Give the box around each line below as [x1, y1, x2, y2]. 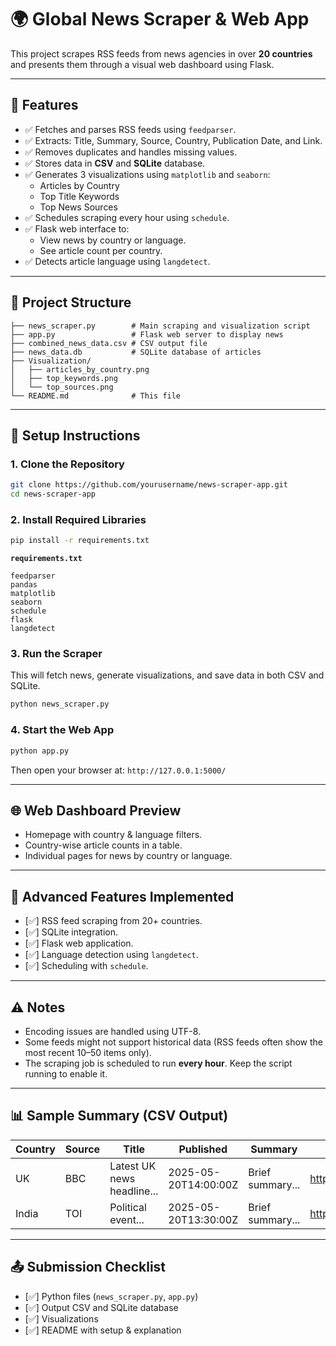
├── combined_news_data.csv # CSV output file [10, 338, 208, 348]
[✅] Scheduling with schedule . [24, 960, 149, 972]
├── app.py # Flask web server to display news [10, 329, 284, 340]
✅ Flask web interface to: [24, 222, 130, 235]
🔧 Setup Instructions [10, 427, 141, 444]
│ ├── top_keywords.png [10, 373, 118, 383]
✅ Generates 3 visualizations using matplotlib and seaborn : [24, 168, 271, 180]
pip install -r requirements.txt [10, 536, 150, 546]
